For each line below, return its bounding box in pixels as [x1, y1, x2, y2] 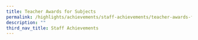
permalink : [6, 14, 33, 20]
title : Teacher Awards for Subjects [6, 8, 96, 15]
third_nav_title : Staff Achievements [6, 25, 99, 31]
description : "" [6, 19, 46, 25]
